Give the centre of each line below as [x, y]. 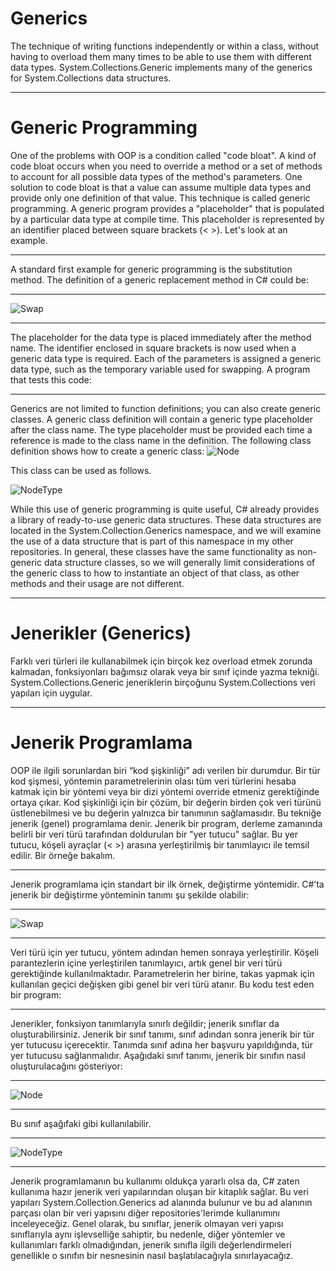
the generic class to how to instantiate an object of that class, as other [155, 573]
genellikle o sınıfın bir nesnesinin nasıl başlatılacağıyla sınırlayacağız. [152, 1255]
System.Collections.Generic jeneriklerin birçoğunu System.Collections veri [163, 682]
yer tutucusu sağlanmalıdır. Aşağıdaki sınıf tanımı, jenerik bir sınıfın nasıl [158, 1055]
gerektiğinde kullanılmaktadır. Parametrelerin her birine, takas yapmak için [162, 973]
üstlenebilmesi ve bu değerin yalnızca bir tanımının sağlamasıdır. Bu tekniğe [166, 813]
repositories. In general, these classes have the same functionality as [152, 551]
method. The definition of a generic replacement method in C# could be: [159, 279]
